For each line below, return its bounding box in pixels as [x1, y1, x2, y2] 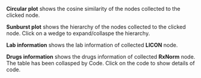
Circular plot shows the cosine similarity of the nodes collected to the [6, 5, 180, 12]
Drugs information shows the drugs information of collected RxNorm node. [6, 53, 196, 60]
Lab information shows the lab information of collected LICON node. [6, 42, 178, 48]
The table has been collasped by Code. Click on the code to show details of [6, 60, 195, 67]
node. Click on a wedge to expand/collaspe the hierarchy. [6, 30, 150, 37]
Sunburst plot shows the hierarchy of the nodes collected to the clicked [6, 24, 186, 30]
